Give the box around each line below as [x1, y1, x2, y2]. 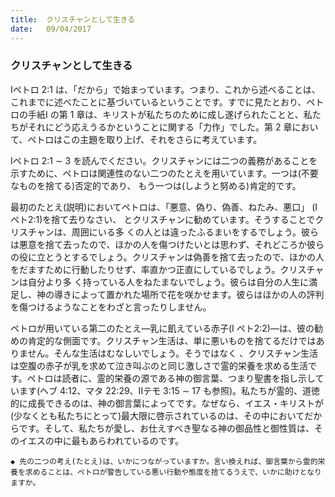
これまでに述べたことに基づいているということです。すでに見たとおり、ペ [10, 96, 316, 108]
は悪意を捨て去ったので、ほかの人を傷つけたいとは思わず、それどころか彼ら [10, 238, 325, 250]
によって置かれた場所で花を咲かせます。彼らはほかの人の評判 [71, 288, 325, 300]
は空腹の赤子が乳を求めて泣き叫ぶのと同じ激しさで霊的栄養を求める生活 [10, 359, 308, 371]
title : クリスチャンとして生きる [10, 14, 136, 25]
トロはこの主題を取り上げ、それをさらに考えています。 [36, 133, 263, 145]
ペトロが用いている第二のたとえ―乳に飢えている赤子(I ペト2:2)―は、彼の [10, 322, 315, 334]
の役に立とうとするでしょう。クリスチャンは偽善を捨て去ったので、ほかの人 [10, 251, 325, 263]
